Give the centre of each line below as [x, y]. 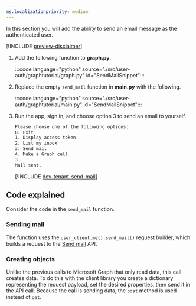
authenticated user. [30, 35]
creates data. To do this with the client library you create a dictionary [90, 278]
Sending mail [25, 224]
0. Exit [24, 132]
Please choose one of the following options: [71, 127]
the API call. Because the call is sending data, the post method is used [92, 291]
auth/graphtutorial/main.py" [48, 105]
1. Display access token [45, 138]
